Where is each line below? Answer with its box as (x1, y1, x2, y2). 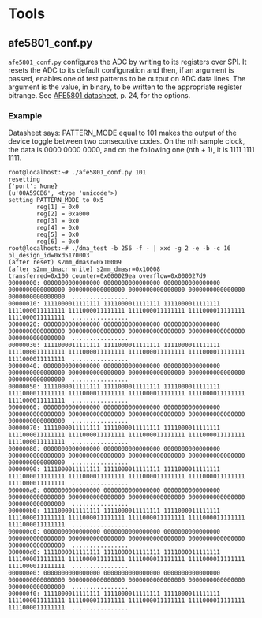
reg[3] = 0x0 (36, 217, 80, 225)
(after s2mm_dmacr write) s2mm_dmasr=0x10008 (8, 265, 160, 273)
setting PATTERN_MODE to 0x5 (8, 197, 104, 204)
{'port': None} (8, 182, 58, 190)
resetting (8, 175, 41, 184)
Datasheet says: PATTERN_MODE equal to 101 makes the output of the (8, 128, 237, 138)
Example (8, 110, 43, 121)
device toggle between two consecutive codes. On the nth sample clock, (8, 137, 245, 146)
